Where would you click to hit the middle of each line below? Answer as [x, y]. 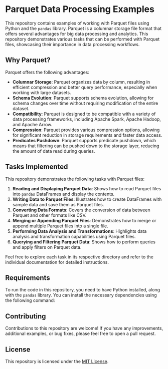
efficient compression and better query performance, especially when [85, 87]
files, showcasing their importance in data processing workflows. [72, 44]
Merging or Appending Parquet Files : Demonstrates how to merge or [84, 220]
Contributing [26, 316]
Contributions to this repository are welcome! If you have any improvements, [84, 328]
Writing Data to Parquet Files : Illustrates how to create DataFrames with [87, 199]
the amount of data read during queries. [54, 151]
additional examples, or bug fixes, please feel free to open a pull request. [80, 333]
